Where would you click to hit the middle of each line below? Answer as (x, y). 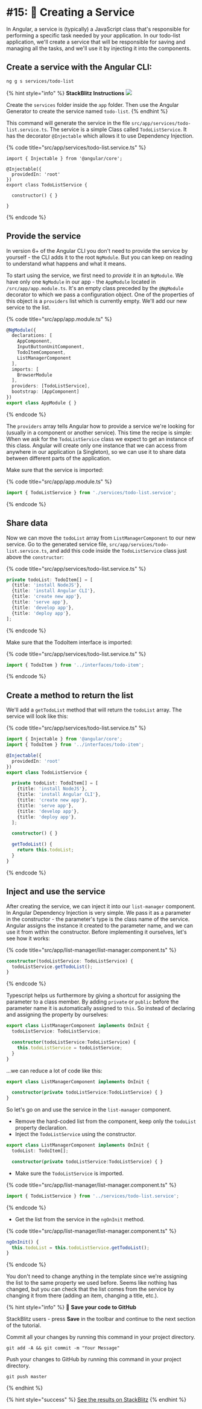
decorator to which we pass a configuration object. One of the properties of (100, 294)
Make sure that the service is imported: (55, 469)
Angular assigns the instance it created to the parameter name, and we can (99, 925)
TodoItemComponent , (42, 352)
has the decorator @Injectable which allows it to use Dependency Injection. (100, 136)
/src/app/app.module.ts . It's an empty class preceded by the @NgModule (95, 288)
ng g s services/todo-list (40, 81)
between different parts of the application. (59, 458)
